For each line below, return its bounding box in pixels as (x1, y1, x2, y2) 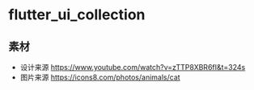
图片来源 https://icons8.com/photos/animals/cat (19, 72, 180, 82)
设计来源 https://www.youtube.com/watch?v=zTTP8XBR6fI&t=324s (19, 63, 246, 72)
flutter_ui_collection (8, 6, 146, 24)
